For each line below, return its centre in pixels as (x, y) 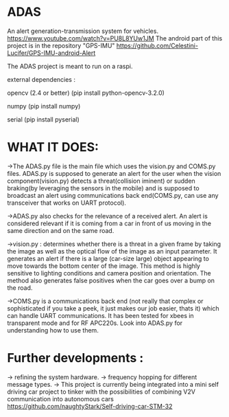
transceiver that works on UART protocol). (67, 203)
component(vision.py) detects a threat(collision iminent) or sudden (101, 181)
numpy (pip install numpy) (44, 106)
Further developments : (75, 358)
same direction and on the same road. (61, 230)
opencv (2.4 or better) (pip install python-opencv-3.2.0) (86, 93)
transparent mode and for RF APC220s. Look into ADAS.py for (95, 323)
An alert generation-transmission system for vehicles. (83, 31)
